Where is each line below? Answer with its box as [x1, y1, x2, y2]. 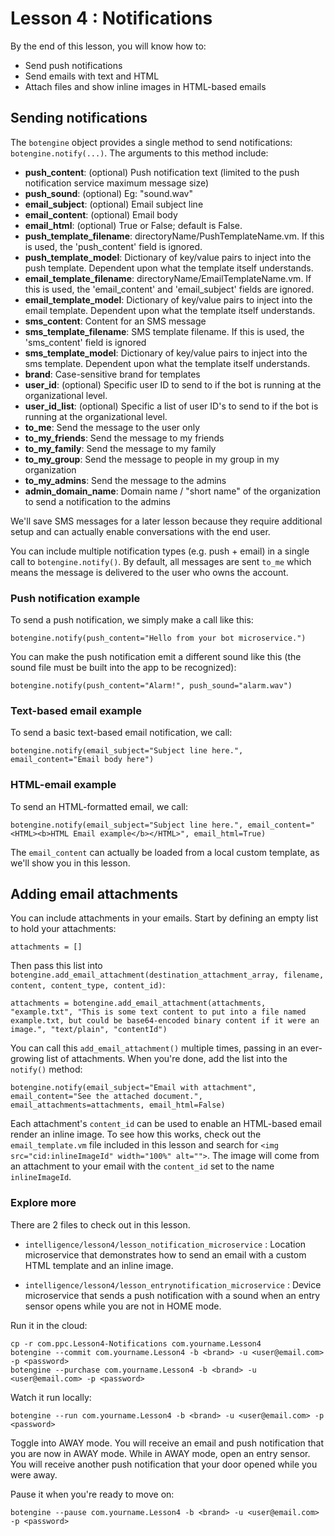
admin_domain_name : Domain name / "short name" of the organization [24, 485, 321, 497]
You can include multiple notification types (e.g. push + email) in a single [10, 545, 310, 557]
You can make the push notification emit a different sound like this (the [10, 651, 302, 663]
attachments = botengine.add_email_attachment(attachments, [10, 998, 267, 1009]
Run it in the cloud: [10, 1319, 88, 1331]
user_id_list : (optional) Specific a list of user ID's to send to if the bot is [24, 400, 319, 412]
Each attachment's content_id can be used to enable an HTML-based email [10, 1118, 322, 1130]
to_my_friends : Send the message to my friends [24, 432, 225, 444]
